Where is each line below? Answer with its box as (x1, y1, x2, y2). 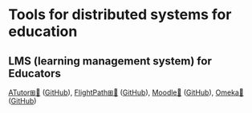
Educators (8, 66, 62, 80)
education (8, 22, 78, 41)
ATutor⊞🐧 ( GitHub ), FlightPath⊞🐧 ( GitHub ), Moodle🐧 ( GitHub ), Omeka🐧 (8, 88, 244, 97)
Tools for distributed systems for (8, 6, 232, 24)
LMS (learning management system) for (8, 54, 213, 68)
